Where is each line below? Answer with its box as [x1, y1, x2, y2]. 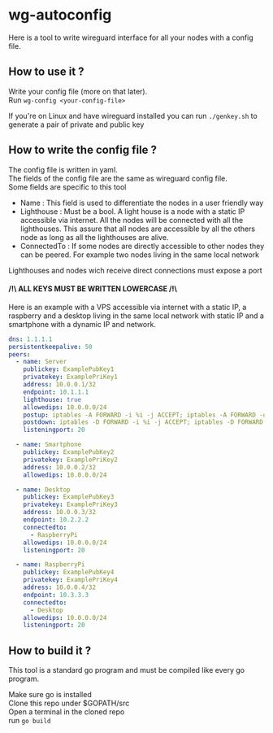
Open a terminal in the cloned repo [8, 707, 125, 717]
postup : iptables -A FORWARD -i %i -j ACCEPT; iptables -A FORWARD [23, 411, 256, 419]
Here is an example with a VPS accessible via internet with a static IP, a [8, 302, 247, 312]
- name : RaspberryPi [15, 561, 85, 569]
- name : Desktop [15, 486, 71, 494]
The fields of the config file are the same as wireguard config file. [8, 173, 227, 183]
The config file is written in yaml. [8, 164, 118, 174]
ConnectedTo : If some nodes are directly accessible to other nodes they [19, 241, 265, 251]
